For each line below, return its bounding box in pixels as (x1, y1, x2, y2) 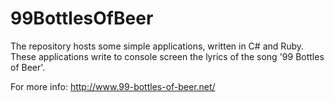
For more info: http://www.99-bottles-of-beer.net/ (10, 80, 216, 92)
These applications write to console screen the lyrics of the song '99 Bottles (10, 50, 325, 62)
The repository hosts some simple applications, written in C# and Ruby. (10, 40, 305, 52)
